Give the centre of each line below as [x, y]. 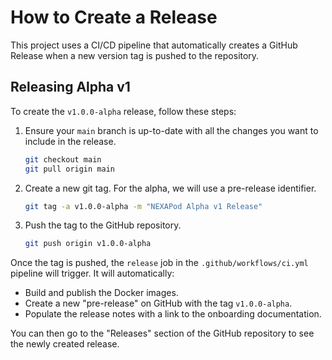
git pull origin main [69, 169]
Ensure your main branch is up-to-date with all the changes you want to [171, 130]
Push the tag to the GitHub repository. [103, 225]
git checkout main [63, 159]
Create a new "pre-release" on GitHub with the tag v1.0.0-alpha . [158, 303]
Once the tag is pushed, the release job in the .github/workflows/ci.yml [159, 263]
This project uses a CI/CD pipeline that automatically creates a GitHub [154, 45]
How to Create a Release [114, 17]
